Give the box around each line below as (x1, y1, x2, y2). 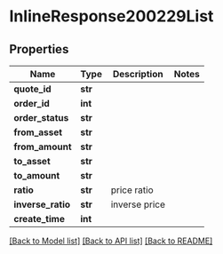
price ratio (110, 184, 154, 196)
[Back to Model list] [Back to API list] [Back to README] (9, 235, 213, 246)
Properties (9, 42, 69, 57)
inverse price (110, 198, 166, 210)
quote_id (13, 83, 52, 95)
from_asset (13, 126, 63, 139)
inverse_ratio (13, 198, 71, 210)
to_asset (13, 155, 51, 167)
